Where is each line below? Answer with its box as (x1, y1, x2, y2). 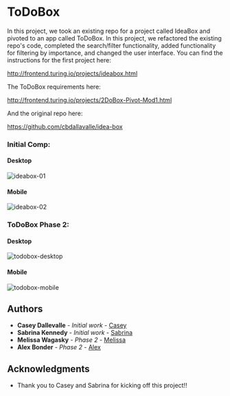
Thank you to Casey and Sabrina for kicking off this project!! (16, 382, 187, 390)
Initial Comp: (7, 139, 51, 149)
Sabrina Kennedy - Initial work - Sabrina (16, 329, 133, 337)
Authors (7, 303, 43, 314)
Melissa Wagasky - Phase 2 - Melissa (16, 336, 126, 344)
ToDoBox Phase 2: (7, 220, 70, 230)
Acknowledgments (7, 363, 91, 375)
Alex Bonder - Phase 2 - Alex (16, 343, 101, 351)
